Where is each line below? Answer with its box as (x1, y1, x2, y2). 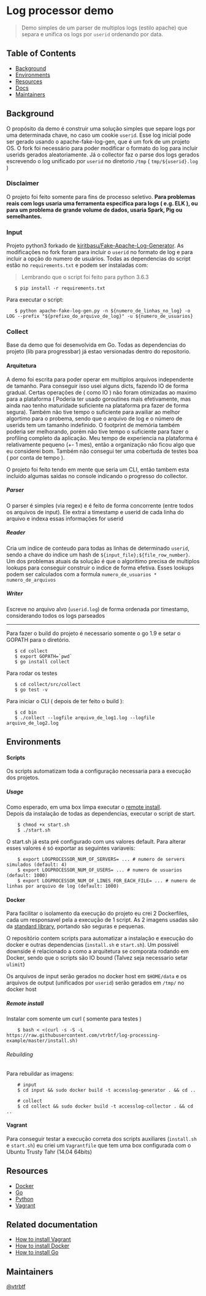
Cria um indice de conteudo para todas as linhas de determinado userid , (6, 544, 190, 552)
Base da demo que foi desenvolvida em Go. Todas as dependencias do (6, 341, 186, 349)
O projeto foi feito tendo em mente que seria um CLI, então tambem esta (6, 466, 189, 473)
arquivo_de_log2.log (6, 720, 59, 726)
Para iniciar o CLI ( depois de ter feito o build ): (6, 697, 124, 704)
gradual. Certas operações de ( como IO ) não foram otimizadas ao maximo (6, 388, 197, 396)
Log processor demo (6, 4, 114, 18)
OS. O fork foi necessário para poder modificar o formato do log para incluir (6, 144, 198, 152)
